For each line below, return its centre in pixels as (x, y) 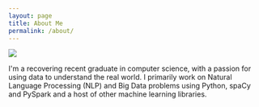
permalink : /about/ (41, 31)
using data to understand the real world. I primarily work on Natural (120, 77)
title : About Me (36, 23)
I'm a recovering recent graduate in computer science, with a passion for (130, 68)
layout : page (30, 16)
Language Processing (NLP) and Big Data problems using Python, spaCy (129, 86)
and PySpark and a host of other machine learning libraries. (108, 94)
